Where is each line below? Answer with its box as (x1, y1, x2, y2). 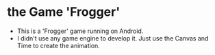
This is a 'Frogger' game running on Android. (16, 27, 144, 35)
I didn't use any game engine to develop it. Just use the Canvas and (16, 34, 209, 42)
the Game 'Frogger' (7, 4, 121, 20)
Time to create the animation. (16, 41, 101, 49)
